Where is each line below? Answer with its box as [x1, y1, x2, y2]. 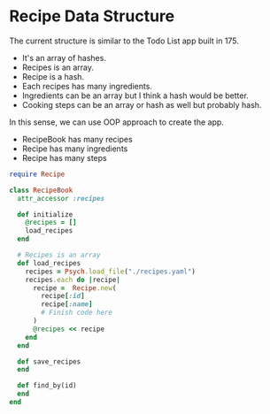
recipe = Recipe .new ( [32, 283, 117, 293]
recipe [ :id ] [41, 292, 86, 301]
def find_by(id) [17, 381, 77, 390]
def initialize [17, 210, 73, 218]
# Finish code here [41, 308, 113, 318]
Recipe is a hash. [21, 71, 85, 81]
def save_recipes [17, 356, 81, 366]
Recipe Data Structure [9, 6, 175, 27]
